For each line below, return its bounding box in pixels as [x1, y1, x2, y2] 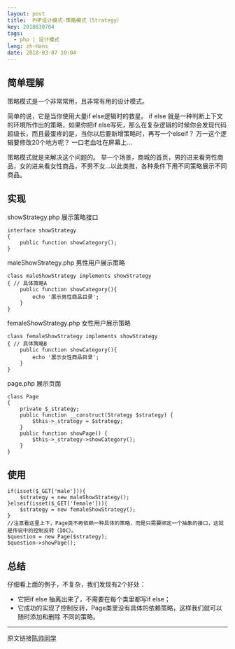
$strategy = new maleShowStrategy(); [20, 494, 130, 501]
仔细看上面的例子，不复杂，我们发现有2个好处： [7, 580, 146, 589]
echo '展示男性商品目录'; [32, 293, 99, 300]
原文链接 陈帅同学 [7, 634, 57, 643]
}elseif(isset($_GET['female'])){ [7, 500, 108, 508]
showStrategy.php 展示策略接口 [7, 213, 99, 221]
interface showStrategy [7, 227, 77, 234]
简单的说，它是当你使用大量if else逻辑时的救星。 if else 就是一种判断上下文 [7, 111, 224, 120]
